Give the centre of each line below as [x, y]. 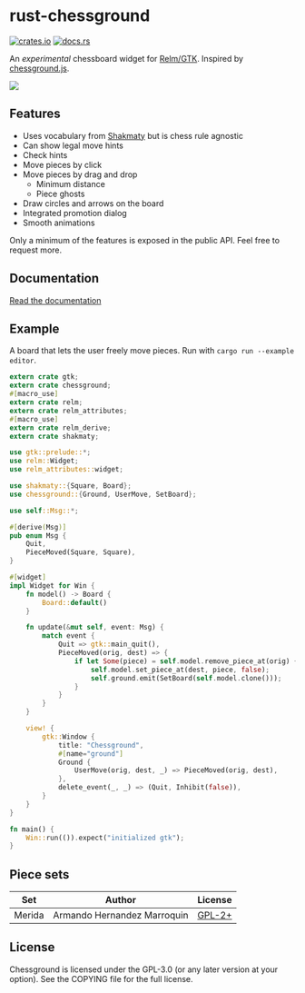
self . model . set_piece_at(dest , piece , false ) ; [180, 670]
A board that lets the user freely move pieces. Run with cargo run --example [152, 351]
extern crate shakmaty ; [54, 436]
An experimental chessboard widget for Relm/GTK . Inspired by [126, 58]
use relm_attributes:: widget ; [67, 470]
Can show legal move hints [73, 145]
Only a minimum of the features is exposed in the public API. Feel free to [144, 240]
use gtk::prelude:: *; [50, 452]
